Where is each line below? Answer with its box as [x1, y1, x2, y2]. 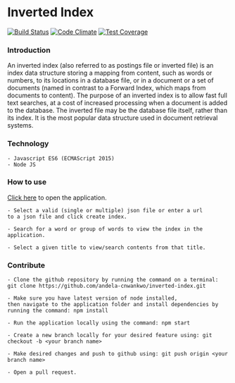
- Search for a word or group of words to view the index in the [7, 225, 203, 233]
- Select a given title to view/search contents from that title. [7, 244, 206, 251]
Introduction [7, 45, 51, 55]
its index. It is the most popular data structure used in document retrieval [7, 114, 218, 122]
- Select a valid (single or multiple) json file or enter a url [7, 207, 203, 214]
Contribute [7, 260, 46, 270]
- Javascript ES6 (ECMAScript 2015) [7, 154, 115, 162]
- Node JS [7, 161, 37, 168]
